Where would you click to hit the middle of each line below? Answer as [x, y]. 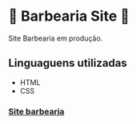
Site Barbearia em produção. [56, 38]
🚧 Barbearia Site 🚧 [69, 16]
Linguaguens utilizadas [68, 63]
